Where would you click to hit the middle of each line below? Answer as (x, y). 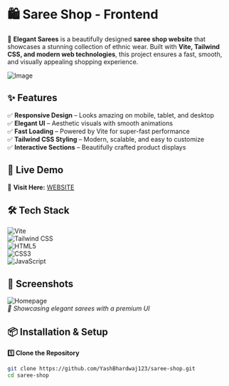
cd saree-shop (28, 375)
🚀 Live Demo (36, 170)
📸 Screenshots (41, 284)
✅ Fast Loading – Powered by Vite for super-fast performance (98, 131)
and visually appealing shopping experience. (73, 61)
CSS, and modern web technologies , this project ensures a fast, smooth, (115, 54)
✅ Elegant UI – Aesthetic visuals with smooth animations (90, 123)
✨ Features (32, 98)
